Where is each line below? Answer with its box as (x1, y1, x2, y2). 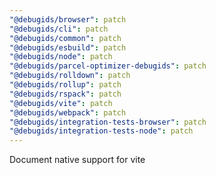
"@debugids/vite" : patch (9, 98, 113, 108)
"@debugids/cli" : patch (9, 24, 109, 34)
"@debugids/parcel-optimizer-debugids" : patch (9, 61, 207, 71)
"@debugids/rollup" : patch (9, 80, 122, 90)
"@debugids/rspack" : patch (9, 89, 122, 99)
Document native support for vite (9, 154, 146, 166)
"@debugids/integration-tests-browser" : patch (9, 117, 207, 127)
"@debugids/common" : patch (9, 33, 122, 43)
